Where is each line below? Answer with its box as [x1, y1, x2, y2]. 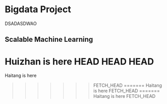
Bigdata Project [5, 4, 72, 15]
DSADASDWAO [5, 20, 37, 27]
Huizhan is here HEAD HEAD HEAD [5, 56, 154, 67]
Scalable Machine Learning [5, 35, 93, 44]
